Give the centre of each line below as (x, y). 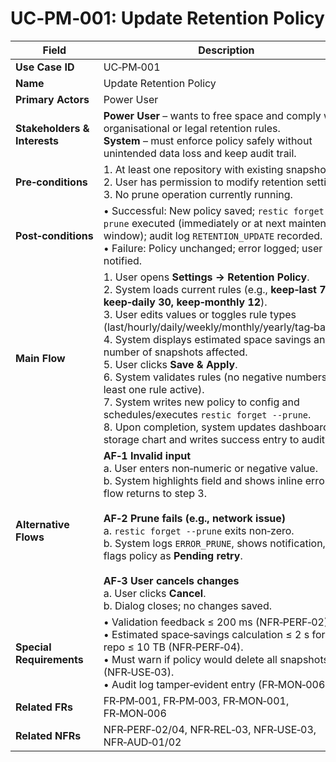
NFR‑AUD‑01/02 (142, 742)
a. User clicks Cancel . (155, 593)
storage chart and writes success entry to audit (214, 439)
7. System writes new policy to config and (201, 402)
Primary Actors (52, 99)
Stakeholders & (52, 128)
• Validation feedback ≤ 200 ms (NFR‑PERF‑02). (217, 622)
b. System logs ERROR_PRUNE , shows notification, (214, 543)
